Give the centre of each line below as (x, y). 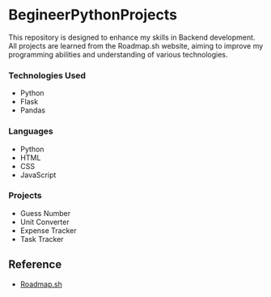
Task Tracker (42, 239)
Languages (31, 131)
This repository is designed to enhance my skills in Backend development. (132, 37)
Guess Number (45, 213)
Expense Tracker (48, 230)
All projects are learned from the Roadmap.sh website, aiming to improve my (136, 45)
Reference (35, 265)
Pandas (33, 110)
